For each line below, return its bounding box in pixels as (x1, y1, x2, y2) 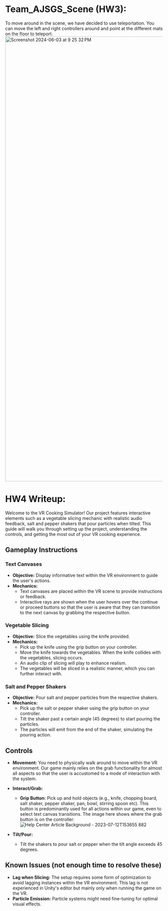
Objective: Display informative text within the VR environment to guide (12, 572, 158, 578)
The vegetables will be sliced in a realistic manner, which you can (19, 665, 155, 671)
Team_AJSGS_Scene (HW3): (5, 4, 126, 15)
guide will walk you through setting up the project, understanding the (5, 525, 147, 532)
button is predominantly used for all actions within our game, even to (19, 806, 161, 812)
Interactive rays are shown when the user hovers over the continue (19, 599, 158, 605)
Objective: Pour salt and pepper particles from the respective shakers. (12, 694, 158, 700)
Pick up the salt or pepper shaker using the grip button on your (19, 705, 150, 711)
